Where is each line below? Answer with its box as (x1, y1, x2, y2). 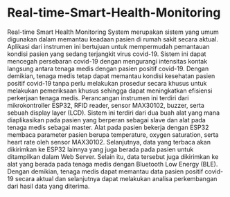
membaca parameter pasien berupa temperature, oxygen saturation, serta (7, 130, 220, 139)
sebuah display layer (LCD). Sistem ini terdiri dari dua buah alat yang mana (7, 109, 220, 117)
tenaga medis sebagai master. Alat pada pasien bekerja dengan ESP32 (7, 123, 209, 131)
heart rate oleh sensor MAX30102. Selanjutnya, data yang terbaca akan (7, 138, 211, 146)
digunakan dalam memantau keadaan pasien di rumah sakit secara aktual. (7, 35, 218, 43)
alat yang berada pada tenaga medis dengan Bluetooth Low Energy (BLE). (7, 160, 218, 168)
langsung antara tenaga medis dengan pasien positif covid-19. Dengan (7, 64, 209, 73)
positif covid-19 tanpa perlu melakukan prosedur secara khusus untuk (7, 79, 207, 87)
